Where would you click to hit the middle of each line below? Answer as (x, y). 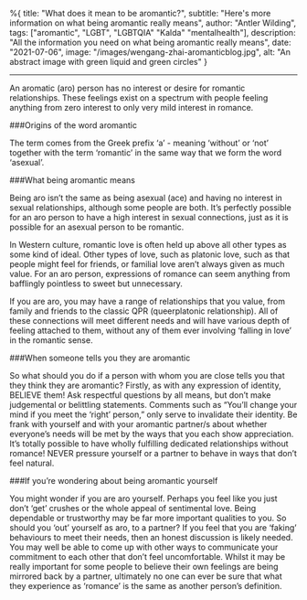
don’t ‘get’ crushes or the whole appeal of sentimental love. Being (133, 508)
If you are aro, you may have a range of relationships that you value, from (148, 301)
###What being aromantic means (72, 180)
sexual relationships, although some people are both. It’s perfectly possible (151, 208)
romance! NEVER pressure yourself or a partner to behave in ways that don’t (153, 453)
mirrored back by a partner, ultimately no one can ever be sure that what (146, 576)
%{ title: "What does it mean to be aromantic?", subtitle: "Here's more (140, 13)
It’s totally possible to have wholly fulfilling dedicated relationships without (149, 444)
